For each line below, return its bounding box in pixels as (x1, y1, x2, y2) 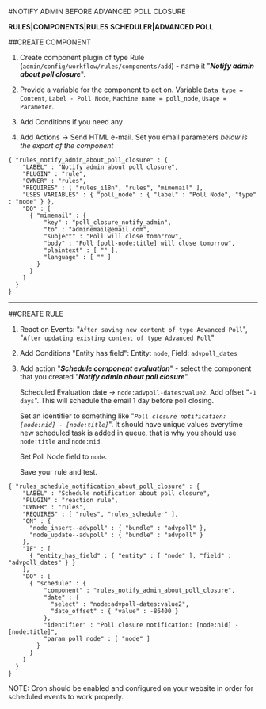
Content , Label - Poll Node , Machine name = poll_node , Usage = (19, 93, 227, 102)
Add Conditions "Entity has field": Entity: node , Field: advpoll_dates (19, 349, 237, 357)
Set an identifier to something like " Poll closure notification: (19, 411, 227, 421)
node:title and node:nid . (19, 436, 103, 446)
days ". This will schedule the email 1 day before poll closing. (19, 396, 215, 405)
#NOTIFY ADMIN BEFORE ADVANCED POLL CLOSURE (8, 7, 186, 16)
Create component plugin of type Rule (19, 53, 145, 62)
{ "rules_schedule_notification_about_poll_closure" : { (8, 482, 200, 490)
